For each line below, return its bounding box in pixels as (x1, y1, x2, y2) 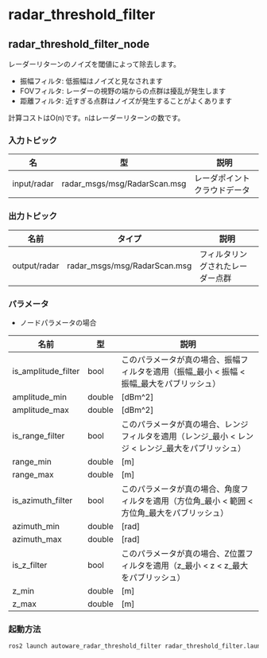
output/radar (12, 260, 60, 271)
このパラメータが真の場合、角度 (121, 483, 241, 494)
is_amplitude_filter (12, 365, 80, 376)
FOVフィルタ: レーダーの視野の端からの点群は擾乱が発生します (19, 86, 226, 95)
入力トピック (8, 134, 58, 146)
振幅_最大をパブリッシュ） (121, 378, 221, 389)
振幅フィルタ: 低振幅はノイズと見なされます (19, 76, 164, 85)
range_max (12, 469, 54, 480)
